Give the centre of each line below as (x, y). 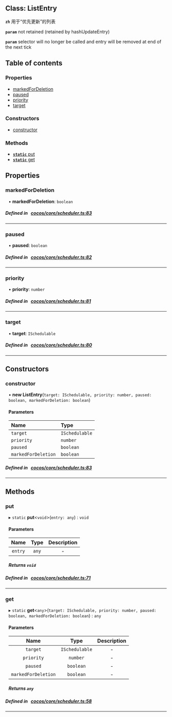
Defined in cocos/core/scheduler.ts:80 (49, 345)
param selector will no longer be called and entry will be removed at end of (83, 42)
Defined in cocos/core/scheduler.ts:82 (49, 257)
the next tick (18, 47)
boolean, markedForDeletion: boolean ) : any (55, 616)
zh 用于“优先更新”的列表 (30, 21)
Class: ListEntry (31, 8)
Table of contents (34, 63)
